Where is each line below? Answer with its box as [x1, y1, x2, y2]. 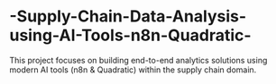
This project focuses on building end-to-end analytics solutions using [9, 55, 268, 65]
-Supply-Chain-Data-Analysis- [9, 6, 247, 27]
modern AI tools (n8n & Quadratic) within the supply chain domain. [9, 64, 257, 75]
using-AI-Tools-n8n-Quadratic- [9, 25, 252, 46]
